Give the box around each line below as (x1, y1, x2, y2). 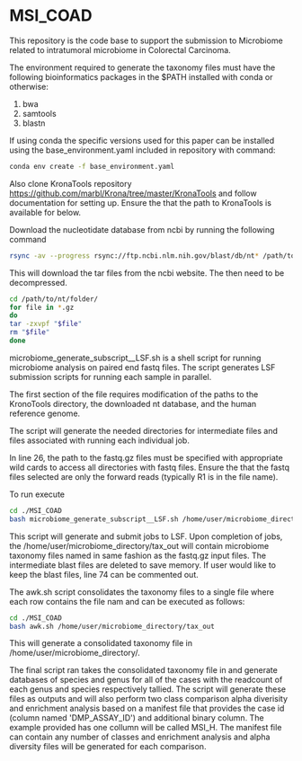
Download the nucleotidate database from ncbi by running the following (9, 224, 275, 234)
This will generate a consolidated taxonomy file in (9, 638, 193, 649)
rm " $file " (9, 328, 50, 337)
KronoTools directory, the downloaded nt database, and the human (9, 398, 257, 409)
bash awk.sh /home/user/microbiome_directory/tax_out (9, 622, 216, 631)
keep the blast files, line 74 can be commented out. (9, 569, 200, 580)
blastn (22, 118, 46, 128)
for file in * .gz (9, 303, 75, 312)
